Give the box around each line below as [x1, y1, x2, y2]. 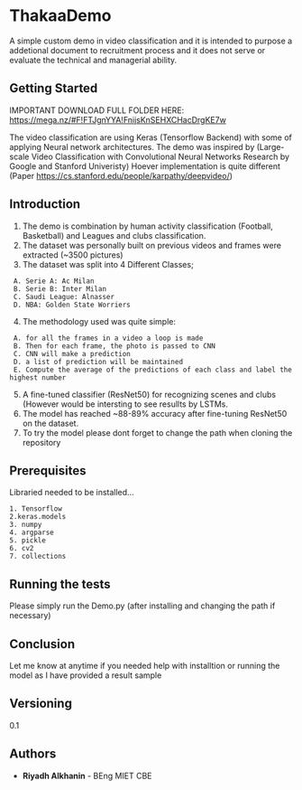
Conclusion [9, 636, 76, 652]
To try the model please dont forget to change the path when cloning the [22, 427, 293, 438]
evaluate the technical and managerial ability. [9, 54, 178, 65]
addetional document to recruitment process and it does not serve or [9, 44, 266, 55]
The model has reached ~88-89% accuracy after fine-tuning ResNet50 [22, 408, 288, 419]
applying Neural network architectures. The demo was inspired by [9, 141, 255, 152]
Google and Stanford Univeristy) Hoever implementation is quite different [9, 160, 281, 172]
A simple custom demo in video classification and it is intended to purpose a [9, 35, 293, 46]
